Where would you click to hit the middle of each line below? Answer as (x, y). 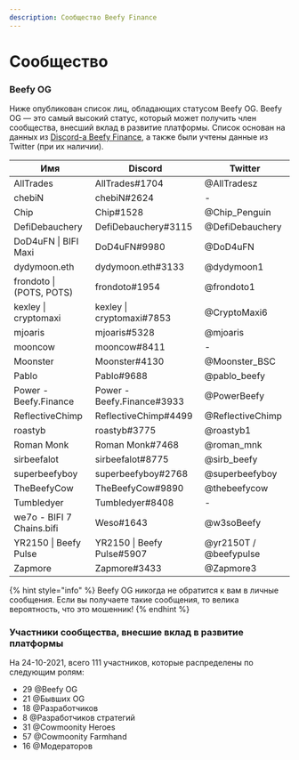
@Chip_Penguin (238, 213)
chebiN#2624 (124, 198)
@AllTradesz (231, 183)
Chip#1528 (119, 213)
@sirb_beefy (231, 459)
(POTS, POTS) (44, 293)
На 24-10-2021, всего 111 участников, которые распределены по (131, 663)
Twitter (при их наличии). (57, 147)
